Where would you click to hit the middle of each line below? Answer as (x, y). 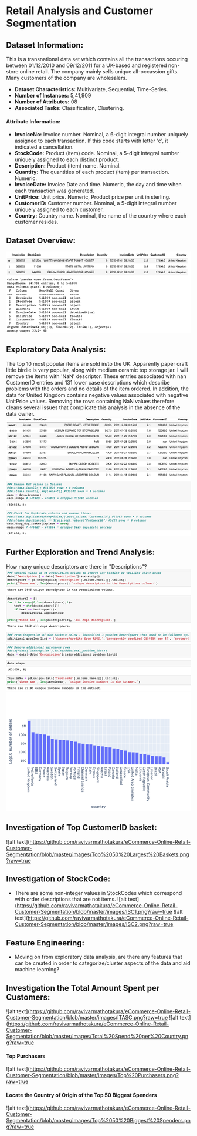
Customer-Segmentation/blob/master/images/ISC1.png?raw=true (93, 912)
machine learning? (37, 970)
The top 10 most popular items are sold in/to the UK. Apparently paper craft (97, 363)
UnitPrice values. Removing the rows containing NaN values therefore (90, 401)
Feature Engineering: (45, 943)
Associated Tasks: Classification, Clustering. (69, 108)
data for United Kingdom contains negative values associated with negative (97, 395)
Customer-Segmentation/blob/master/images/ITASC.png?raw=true (87, 1018)
